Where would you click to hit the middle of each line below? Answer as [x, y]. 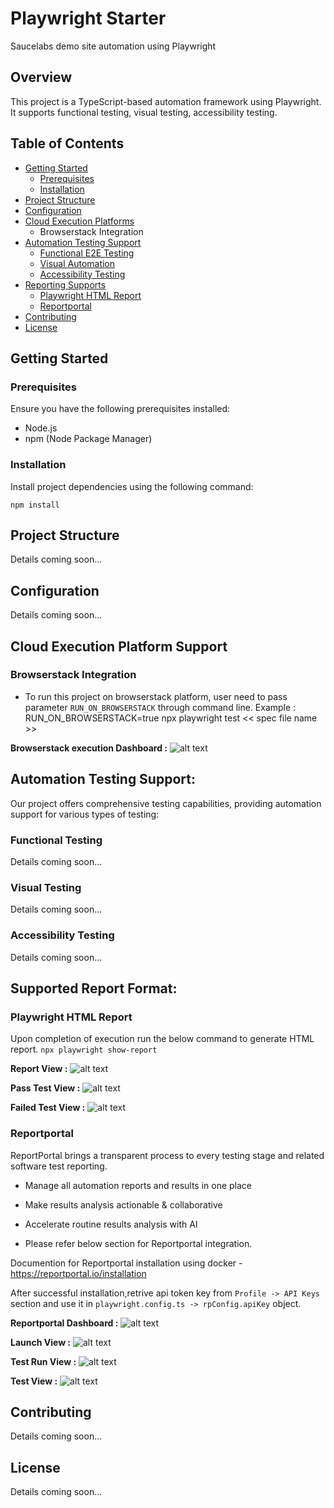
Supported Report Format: [94, 988]
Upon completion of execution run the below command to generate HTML [162, 1039]
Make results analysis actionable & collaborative [123, 1204]
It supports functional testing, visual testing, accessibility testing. [144, 112]
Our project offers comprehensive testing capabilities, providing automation [166, 803]
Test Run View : [43, 1361]
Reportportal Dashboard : [64, 1323]
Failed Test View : [48, 1108]
